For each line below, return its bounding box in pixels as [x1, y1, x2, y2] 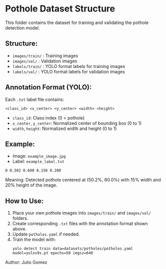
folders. [12, 215, 28, 221]
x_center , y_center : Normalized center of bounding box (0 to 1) [12, 120, 142, 126]
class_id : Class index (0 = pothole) [12, 114, 85, 120]
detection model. [5, 24, 40, 30]
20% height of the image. [5, 182, 58, 188]
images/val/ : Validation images [12, 58, 77, 64]
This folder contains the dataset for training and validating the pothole [5, 19, 149, 25]
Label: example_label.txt [12, 158, 65, 164]
